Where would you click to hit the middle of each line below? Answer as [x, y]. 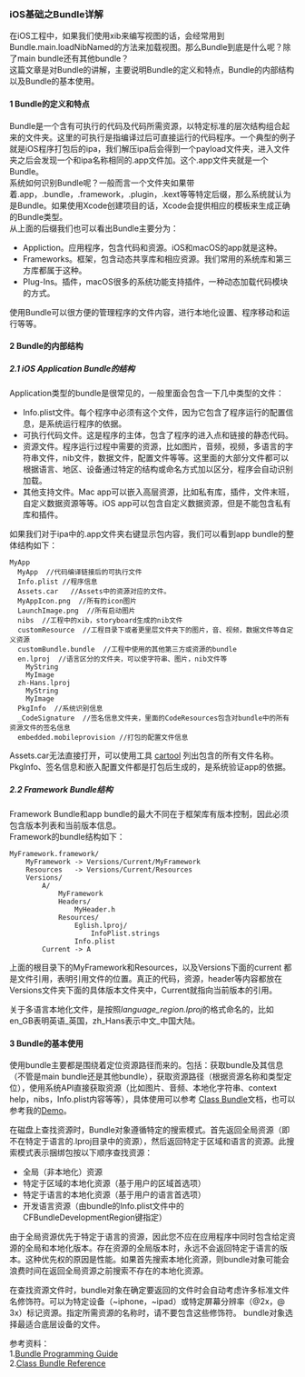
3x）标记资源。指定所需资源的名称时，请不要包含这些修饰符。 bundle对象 [148, 1313]
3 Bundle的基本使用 [47, 1043]
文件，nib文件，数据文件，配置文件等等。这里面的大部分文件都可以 [164, 458]
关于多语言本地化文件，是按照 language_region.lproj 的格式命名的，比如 [142, 1010]
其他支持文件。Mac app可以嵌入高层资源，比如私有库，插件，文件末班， [158, 492]
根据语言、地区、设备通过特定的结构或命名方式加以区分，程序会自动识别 [157, 469]
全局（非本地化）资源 [62, 1172]
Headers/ [74, 902]
